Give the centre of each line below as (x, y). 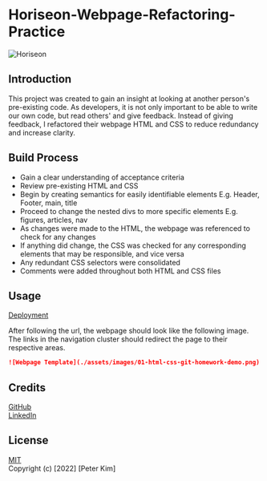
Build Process (43, 158)
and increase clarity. (42, 132)
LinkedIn (22, 415)
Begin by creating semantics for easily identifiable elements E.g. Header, (140, 194)
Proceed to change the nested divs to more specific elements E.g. (129, 211)
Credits (27, 388)
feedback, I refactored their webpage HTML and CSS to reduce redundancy (133, 124)
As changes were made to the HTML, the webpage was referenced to (135, 228)
